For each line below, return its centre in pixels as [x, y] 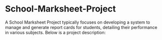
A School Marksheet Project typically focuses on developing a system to [78, 22]
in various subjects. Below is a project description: [55, 32]
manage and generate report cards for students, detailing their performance [81, 27]
